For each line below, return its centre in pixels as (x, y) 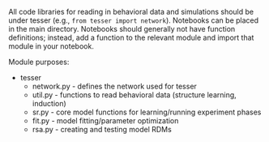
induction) (49, 103)
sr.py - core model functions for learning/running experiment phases (147, 112)
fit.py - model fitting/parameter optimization (105, 120)
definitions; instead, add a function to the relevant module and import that (131, 37)
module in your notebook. (51, 46)
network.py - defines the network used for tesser (114, 86)
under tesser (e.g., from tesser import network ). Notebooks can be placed (134, 20)
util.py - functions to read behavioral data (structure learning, (134, 95)
